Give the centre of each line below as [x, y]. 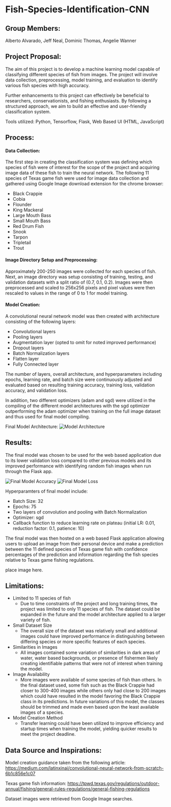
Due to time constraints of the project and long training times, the [89, 604]
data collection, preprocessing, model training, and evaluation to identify [81, 80]
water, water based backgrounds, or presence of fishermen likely [89, 658]
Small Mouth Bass [32, 221]
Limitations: [25, 586]
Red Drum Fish [28, 226]
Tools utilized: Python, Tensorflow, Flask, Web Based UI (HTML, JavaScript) [85, 121]
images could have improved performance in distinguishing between [92, 636]
